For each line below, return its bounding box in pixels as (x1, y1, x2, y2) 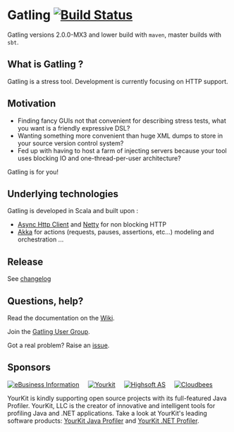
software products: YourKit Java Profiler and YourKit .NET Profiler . (7, 416, 199, 425)
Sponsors (7, 361, 51, 373)
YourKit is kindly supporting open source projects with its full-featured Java (7, 394, 227, 402)
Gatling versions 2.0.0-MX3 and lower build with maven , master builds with (7, 30, 222, 39)
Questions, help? (7, 295, 84, 307)
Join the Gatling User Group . (7, 328, 90, 335)
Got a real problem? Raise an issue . (7, 341, 110, 349)
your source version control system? (17, 138, 124, 148)
